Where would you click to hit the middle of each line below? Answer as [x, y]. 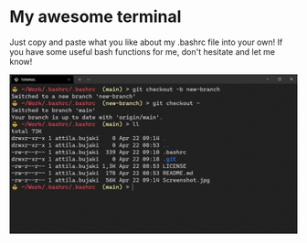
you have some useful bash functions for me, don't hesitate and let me [143, 51]
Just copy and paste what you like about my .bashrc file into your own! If [146, 42]
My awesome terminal [95, 17]
